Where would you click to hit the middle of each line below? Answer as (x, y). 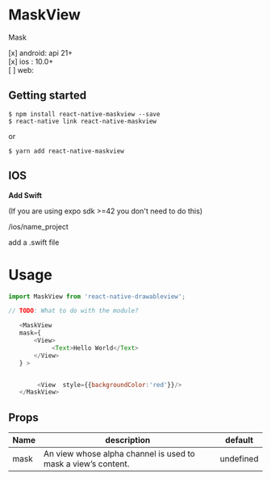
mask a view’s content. (86, 464)
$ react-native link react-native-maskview (83, 121)
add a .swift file (34, 242)
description (128, 440)
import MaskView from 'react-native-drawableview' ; (97, 297)
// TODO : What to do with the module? (73, 311)
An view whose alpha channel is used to (119, 454)
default (240, 440)
